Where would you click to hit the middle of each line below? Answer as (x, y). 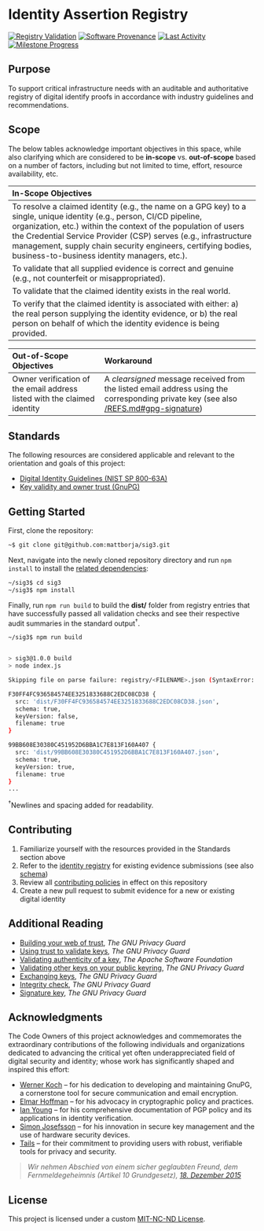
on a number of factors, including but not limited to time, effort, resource (125, 165)
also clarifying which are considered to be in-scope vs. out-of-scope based (132, 157)
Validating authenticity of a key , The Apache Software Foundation (126, 959)
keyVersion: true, (46, 767)
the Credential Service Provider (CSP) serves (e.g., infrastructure (132, 236)
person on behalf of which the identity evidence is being (116, 323)
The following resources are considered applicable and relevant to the (122, 455)
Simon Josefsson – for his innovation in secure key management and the (137, 1126)
